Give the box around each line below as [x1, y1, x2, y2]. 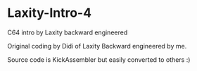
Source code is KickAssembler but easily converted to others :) [7, 55, 191, 64]
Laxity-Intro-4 [7, 5, 92, 21]
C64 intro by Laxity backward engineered [7, 28, 128, 37]
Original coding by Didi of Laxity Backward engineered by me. [7, 41, 187, 50]
